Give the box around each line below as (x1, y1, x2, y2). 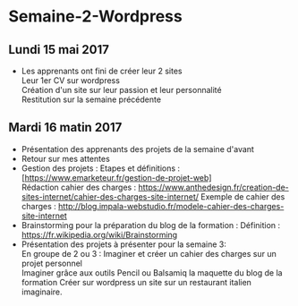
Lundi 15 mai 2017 (8, 42, 109, 57)
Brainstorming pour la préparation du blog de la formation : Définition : (21, 219, 281, 230)
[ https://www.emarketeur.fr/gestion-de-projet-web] (21, 172, 212, 183)
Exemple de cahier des (200, 191, 285, 202)
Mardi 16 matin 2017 (8, 120, 123, 135)
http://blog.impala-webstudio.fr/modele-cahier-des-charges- (58, 200, 285, 211)
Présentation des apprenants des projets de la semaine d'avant (21, 143, 254, 154)
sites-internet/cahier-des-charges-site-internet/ (21, 191, 199, 202)
